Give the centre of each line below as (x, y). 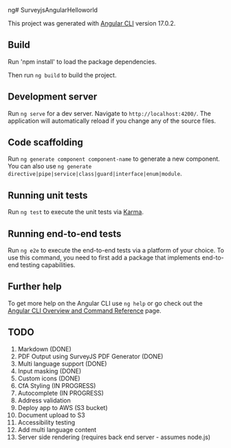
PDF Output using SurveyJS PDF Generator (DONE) (90, 356)
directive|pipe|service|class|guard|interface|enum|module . (95, 174)
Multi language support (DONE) (62, 363)
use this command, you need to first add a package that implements (104, 257)
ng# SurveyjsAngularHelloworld (53, 10)
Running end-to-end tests (65, 234)
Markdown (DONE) (44, 349)
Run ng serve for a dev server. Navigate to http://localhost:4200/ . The (110, 113)
